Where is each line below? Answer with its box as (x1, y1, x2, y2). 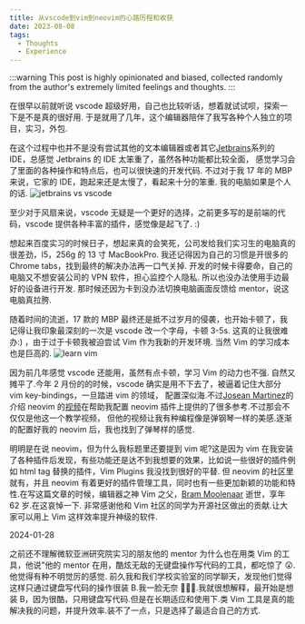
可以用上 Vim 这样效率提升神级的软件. (16, 511, 159, 522)
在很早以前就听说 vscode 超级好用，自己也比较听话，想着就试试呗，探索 (9, 101, 280, 112)
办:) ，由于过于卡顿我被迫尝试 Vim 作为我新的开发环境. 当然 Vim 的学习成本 (9, 337, 290, 348)
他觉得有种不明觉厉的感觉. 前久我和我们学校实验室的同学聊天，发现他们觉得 (9, 571, 292, 582)
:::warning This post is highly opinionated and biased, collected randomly (9, 72, 283, 83)
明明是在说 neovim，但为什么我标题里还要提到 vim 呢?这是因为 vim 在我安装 (9, 443, 293, 454)
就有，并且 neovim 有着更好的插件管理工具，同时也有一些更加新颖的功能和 (9, 478, 288, 489)
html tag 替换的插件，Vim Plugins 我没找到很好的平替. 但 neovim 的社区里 (19, 466, 294, 477)
